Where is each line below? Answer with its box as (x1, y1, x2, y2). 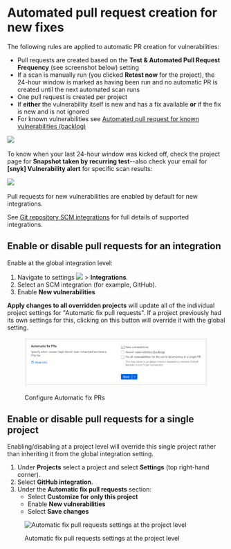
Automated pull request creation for (7, 5, 218, 21)
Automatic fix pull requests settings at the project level (24, 534, 180, 543)
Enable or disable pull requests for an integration (7, 240, 221, 252)
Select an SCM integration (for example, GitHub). (17, 280, 157, 289)
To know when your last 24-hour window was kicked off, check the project (7, 150, 220, 158)
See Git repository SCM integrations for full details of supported (7, 213, 189, 221)
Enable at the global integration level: (7, 258, 113, 267)
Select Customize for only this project (27, 493, 138, 501)
